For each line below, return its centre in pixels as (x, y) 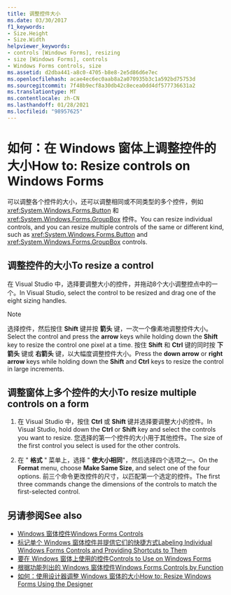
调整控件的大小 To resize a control (80, 266)
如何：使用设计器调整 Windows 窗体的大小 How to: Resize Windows (114, 576)
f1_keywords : (26, 27)
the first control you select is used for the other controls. (99, 446)
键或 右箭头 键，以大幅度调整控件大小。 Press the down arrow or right (122, 353)
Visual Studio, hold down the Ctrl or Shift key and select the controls (117, 430)
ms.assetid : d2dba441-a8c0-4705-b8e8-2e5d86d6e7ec (83, 72)
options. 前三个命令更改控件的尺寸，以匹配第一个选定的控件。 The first (119, 477)
